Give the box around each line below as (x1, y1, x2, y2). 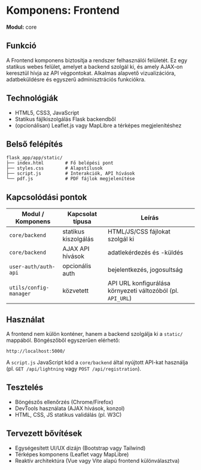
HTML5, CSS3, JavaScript (14, 109, 80, 116)
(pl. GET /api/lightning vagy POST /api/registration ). (6, 365, 142, 372)
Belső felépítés (6, 139, 63, 149)
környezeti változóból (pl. (107, 287, 179, 295)
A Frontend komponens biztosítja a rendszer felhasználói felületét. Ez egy (6, 56, 187, 63)
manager (9, 290, 31, 297)
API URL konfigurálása (107, 279, 170, 287)
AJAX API (62, 245, 90, 253)
